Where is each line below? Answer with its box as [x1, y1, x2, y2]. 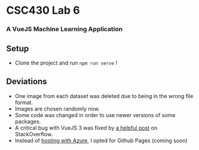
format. [14, 99, 33, 106]
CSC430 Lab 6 [6, 4, 80, 17]
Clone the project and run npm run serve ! [14, 59, 118, 66]
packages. [14, 118, 41, 125]
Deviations [6, 76, 47, 87]
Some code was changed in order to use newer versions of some [14, 111, 176, 118]
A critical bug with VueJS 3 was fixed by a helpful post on [14, 124, 157, 131]
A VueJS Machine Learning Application [6, 25, 123, 33]
